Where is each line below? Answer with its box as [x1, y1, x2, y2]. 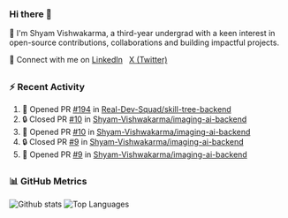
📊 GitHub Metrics [9, 176, 87, 188]
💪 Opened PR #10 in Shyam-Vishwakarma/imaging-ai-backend [21, 127, 251, 138]
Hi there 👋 [9, 8, 53, 20]
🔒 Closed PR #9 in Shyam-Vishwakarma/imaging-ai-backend [21, 137, 245, 147]
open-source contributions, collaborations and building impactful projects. [9, 37, 280, 48]
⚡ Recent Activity [9, 80, 86, 93]
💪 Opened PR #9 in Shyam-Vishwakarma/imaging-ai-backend [21, 149, 247, 160]
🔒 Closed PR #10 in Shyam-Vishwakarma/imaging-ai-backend [21, 114, 247, 124]
